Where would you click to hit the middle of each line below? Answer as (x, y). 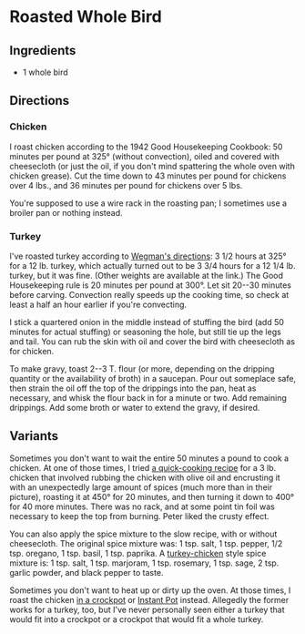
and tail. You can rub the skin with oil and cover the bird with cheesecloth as (152, 341)
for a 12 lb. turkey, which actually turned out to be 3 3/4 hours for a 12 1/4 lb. (152, 265)
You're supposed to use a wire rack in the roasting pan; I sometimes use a (148, 203)
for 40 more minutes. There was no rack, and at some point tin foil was (142, 506)
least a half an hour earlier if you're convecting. (98, 304)
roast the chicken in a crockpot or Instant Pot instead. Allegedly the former (149, 599)
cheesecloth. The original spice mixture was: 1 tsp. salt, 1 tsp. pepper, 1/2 (146, 543)
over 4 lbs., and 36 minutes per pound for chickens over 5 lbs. (126, 185)
